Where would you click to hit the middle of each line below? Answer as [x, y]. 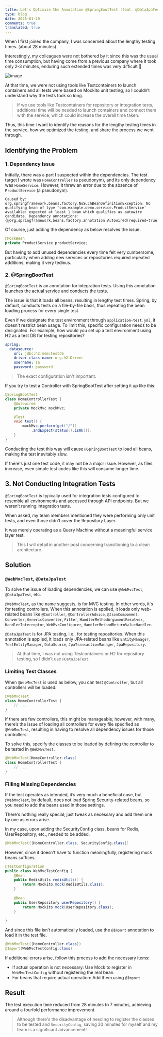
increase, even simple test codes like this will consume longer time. [72, 468]
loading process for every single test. [42, 310]
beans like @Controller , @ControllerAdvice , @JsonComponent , [80, 614]
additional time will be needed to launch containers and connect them [87, 110]
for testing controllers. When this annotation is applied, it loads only [73, 609]
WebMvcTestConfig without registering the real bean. [63, 972]
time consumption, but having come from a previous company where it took [81, 61]
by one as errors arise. [27, 819]
